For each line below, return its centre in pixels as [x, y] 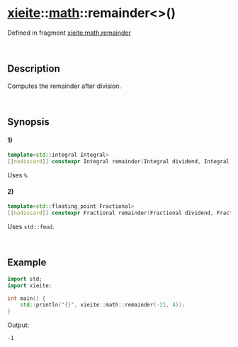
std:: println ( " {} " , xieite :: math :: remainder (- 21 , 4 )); [103, 305]
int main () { [27, 298]
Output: [18, 325]
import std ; [25, 279]
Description [34, 69]
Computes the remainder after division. [64, 86]
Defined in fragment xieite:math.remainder [69, 33]
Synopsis [28, 122]
